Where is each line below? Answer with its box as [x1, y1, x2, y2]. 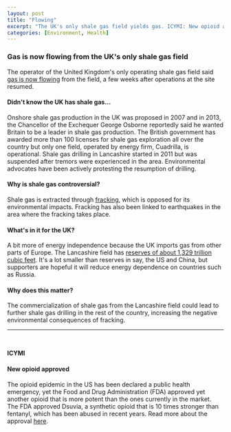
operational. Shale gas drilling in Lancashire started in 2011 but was [7, 149, 197, 158]
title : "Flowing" [7, 17, 57, 23]
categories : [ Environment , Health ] [7, 29, 109, 36]
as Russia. [7, 270, 36, 279]
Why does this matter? [7, 286, 74, 294]
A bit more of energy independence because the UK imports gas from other [7, 241, 222, 250]
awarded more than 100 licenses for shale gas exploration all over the [7, 135, 204, 143]
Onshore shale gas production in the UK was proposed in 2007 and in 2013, [7, 113, 221, 121]
